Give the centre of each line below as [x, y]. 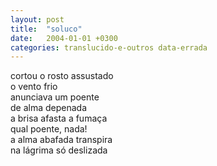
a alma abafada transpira [61, 140]
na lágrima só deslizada [59, 150]
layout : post [37, 19]
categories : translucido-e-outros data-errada [109, 47]
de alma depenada [49, 108]
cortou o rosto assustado [62, 76]
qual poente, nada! [49, 129]
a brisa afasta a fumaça [59, 118]
